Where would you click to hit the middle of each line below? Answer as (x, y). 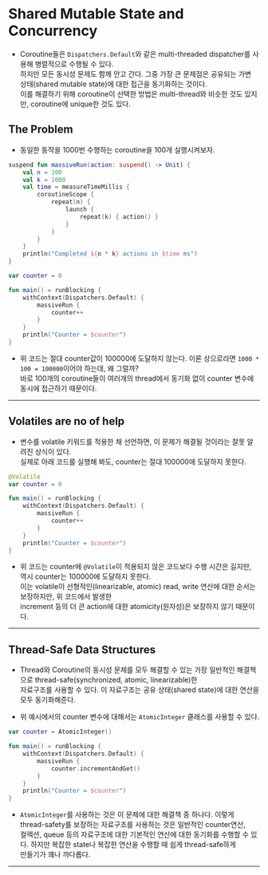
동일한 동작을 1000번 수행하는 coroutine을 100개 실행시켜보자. (117, 149)
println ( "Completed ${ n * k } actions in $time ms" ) (110, 254)
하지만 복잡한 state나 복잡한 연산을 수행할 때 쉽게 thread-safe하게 (134, 845)
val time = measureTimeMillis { (76, 187)
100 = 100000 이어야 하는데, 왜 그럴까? (79, 368)
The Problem (41, 130)
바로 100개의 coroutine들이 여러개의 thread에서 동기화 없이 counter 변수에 (137, 378)
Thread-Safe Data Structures (82, 649)
